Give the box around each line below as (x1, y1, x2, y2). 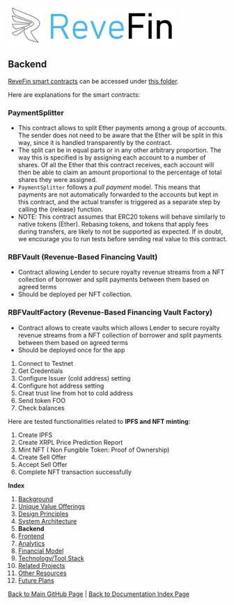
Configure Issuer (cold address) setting (17, 374, 131, 382)
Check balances (17, 404, 65, 412)
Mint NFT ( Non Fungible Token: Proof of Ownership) (17, 445, 170, 454)
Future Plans (17, 576, 54, 584)
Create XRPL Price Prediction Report (17, 438, 123, 446)
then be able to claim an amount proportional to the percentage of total (17, 168, 222, 176)
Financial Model (17, 546, 64, 555)
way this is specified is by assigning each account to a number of (17, 153, 206, 162)
